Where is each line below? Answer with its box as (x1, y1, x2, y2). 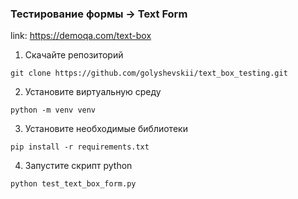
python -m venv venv (10, 105, 97, 116)
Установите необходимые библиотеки (24, 123, 188, 135)
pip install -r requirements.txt (10, 142, 150, 152)
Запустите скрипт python (24, 160, 133, 172)
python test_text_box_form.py (10, 179, 137, 189)
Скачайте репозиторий (24, 49, 124, 61)
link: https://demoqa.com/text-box (10, 30, 152, 42)
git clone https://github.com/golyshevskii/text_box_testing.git (10, 68, 288, 79)
